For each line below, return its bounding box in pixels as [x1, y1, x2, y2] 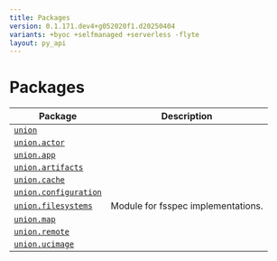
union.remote [14, 227, 70, 238]
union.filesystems [14, 200, 93, 211]
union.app [14, 150, 56, 161]
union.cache [14, 175, 66, 185]
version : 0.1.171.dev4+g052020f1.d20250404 [9, 22, 176, 31]
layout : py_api [9, 38, 67, 48]
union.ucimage [14, 239, 75, 249]
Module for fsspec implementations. [110, 200, 263, 212]
